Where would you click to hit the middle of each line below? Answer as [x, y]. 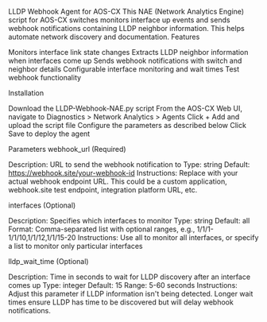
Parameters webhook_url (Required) [67, 149]
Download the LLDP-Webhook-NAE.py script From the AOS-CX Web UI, [125, 108]
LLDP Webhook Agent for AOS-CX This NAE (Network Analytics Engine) [126, 12]
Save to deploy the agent [49, 134]
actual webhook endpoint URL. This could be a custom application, [118, 181]
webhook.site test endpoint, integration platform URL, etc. [103, 190]
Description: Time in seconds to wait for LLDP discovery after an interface [130, 277]
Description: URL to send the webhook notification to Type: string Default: [129, 165]
